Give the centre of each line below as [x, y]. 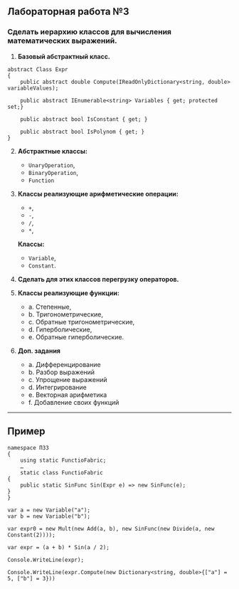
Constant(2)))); [31, 535]
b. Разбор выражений [61, 372]
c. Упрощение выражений [68, 379]
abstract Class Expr [38, 69]
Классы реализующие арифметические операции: [98, 193]
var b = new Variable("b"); [49, 516]
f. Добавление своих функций [74, 402]
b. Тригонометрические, [65, 314]
